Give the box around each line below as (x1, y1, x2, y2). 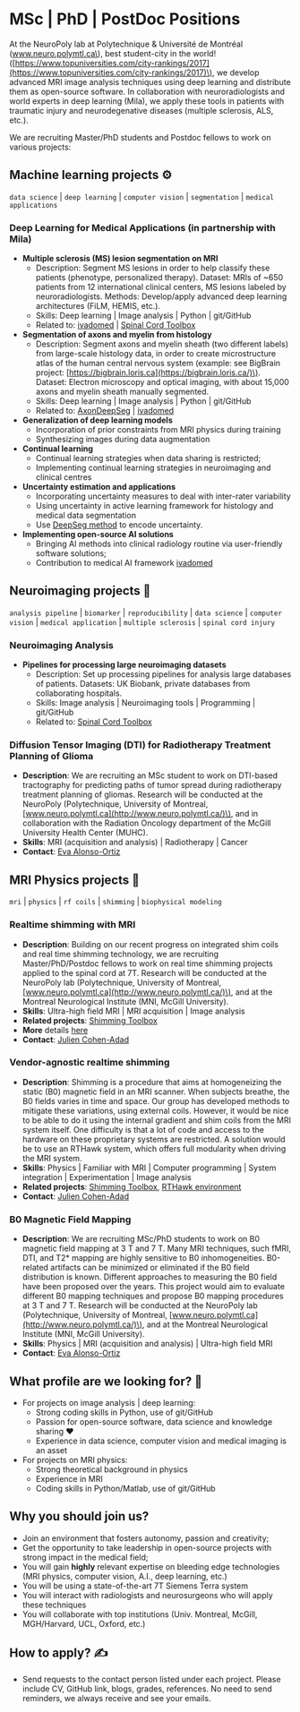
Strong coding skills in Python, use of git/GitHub (35, 1407, 213, 1417)
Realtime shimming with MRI (9, 919, 136, 931)
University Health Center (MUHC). (21, 827, 149, 838)
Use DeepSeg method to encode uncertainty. (35, 519, 203, 530)
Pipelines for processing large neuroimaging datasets (21, 659, 227, 671)
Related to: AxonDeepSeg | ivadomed (35, 406, 175, 416)
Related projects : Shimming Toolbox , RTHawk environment (21, 1181, 242, 1192)
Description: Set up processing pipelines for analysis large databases (35, 669, 292, 680)
